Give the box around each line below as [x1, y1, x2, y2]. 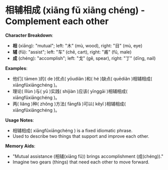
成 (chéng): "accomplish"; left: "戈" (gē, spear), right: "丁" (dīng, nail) [12, 55, 156, 61]
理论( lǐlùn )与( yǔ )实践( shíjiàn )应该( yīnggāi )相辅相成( [12, 88, 128, 94]
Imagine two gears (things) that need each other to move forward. [12, 159, 150, 165]
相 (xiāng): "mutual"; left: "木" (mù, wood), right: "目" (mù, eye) [12, 42, 143, 48]
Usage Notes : [5, 117, 34, 123]
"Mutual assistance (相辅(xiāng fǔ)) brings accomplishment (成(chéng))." [12, 153, 163, 159]
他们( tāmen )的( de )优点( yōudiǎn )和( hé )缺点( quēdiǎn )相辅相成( [12, 75, 152, 81]
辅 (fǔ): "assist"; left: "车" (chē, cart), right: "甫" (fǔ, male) [12, 49, 132, 55]
